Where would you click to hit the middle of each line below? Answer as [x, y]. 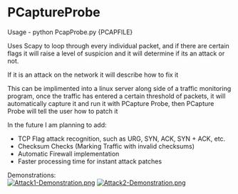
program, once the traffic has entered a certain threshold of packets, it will [117, 96]
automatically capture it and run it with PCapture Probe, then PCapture [111, 103]
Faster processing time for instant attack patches [90, 161]
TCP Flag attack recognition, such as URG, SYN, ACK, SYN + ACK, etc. [121, 139]
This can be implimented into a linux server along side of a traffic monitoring [119, 88]
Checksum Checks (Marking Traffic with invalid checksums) [106, 146]
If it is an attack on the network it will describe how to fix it [93, 75]
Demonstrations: [32, 175]
